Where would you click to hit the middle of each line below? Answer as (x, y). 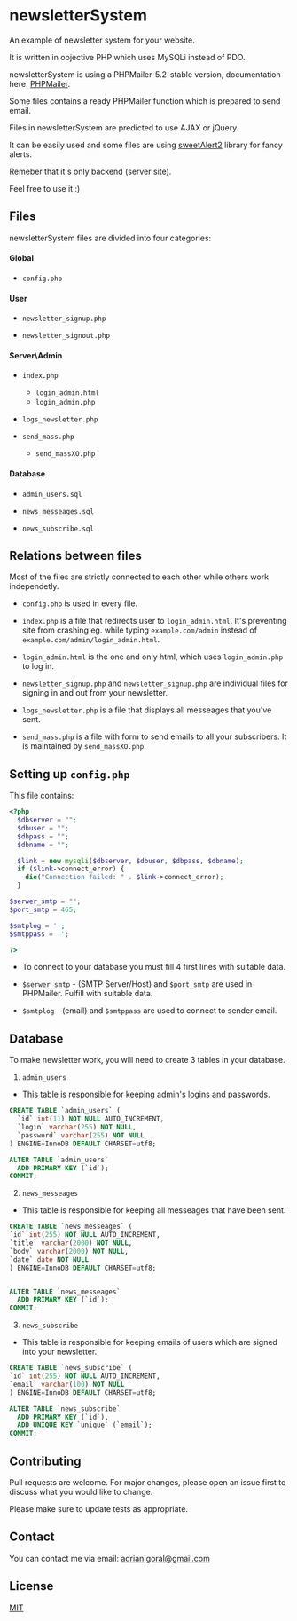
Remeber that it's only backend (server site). (90, 171)
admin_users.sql (52, 494)
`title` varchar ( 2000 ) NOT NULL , (71, 1243)
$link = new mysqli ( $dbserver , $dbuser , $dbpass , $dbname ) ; (130, 861)
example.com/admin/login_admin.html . (91, 640)
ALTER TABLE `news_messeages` (65, 1292)
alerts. (21, 154)
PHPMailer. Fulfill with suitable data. (87, 994)
